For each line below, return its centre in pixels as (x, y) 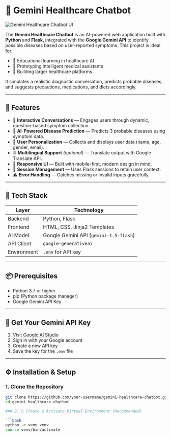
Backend (18, 218)
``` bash (13, 420)
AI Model (19, 235)
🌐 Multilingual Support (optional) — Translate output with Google (82, 152)
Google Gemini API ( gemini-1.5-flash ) (89, 235)
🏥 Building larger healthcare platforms (52, 72)
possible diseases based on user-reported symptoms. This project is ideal (83, 45)
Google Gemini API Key (37, 302)
